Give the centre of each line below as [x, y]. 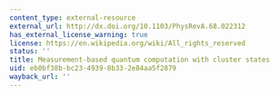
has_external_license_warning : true [79, 34]
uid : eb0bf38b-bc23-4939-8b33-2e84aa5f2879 [93, 69]
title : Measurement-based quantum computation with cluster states [140, 60]
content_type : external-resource [73, 18]
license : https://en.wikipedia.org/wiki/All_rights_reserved [128, 43]
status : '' [30, 52]
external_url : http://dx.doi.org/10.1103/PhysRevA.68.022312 [128, 26]
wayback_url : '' [40, 77]
